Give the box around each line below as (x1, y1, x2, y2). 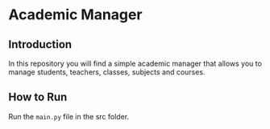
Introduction (8, 38, 73, 51)
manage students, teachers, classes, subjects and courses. (8, 67, 206, 77)
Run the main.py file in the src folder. (8, 111, 130, 121)
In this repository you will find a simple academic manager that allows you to (8, 58, 262, 68)
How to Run (8, 91, 68, 104)
